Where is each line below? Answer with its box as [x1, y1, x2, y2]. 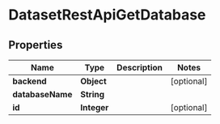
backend [12, 75, 47, 87]
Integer [80, 102, 109, 113]
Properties [8, 38, 63, 52]
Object [80, 75, 107, 87]
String [80, 89, 105, 100]
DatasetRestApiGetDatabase [8, 6, 206, 24]
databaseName [12, 89, 73, 100]
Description [116, 62, 163, 73]
